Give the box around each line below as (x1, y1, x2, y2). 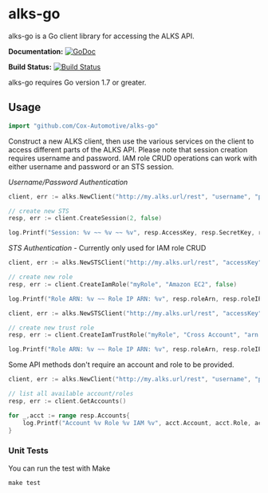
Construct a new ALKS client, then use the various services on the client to (8, 136, 254, 146)
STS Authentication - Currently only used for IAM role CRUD (8, 243, 207, 253)
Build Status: (8, 61, 52, 72)
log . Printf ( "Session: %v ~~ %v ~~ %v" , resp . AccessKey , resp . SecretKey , (8, 229, 255, 237)
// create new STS (8, 207, 69, 215)
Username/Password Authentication (8, 177, 128, 187)
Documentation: (8, 46, 64, 56)
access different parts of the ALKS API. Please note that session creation (8, 144, 248, 154)
